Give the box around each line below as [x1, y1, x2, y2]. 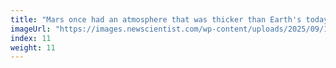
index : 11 [10, 33, 52, 43]
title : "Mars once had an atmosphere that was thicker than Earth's [10, 14, 302, 25]
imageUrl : [10, 24, 52, 34]
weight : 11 [10, 42, 56, 53]
